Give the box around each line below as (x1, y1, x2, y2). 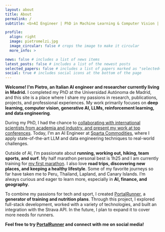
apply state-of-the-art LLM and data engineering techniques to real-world (5, 136, 155, 142)
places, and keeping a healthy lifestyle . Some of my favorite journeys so (5, 166, 154, 172)
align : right (9, 34, 36, 39)
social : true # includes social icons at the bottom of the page (5, 71, 141, 76)
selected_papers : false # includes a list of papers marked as (5, 66, 137, 71)
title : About (5, 12, 32, 17)
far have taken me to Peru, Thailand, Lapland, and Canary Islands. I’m (5, 171, 146, 177)
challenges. (5, 141, 28, 146)
